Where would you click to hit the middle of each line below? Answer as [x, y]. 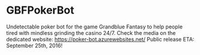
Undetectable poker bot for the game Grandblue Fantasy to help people [94, 27]
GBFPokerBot [40, 10]
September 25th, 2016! [34, 46]
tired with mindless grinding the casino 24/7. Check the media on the [91, 33]
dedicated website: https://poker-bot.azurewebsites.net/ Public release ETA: [100, 39]
